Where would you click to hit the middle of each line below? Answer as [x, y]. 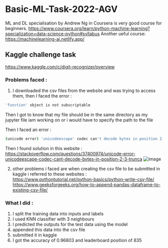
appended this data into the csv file [49, 230]
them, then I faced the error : [42, 96]
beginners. [16, 28]
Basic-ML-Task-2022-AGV [61, 9]
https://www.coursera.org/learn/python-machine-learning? [89, 28]
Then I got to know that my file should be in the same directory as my [76, 114]
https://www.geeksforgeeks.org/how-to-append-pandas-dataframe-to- [86, 184]
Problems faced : [26, 79]
